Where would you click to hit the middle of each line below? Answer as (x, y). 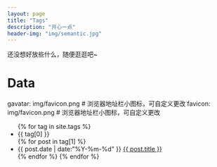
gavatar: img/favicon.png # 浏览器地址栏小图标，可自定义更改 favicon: (109, 104)
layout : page (26, 14)
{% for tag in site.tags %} (54, 127)
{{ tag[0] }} (33, 134)
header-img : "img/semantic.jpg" (54, 33)
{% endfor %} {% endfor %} (58, 156)
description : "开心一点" (41, 27)
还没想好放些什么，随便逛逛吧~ (53, 54)
